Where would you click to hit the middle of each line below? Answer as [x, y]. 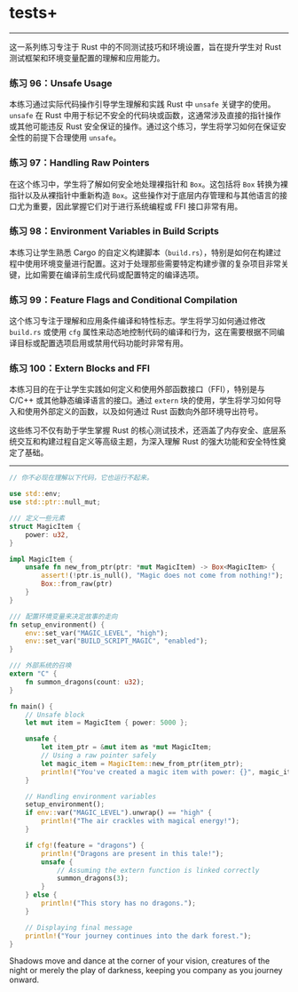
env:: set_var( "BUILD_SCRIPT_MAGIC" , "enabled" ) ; [117, 641]
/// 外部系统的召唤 [40, 666]
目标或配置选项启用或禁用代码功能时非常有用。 [102, 343]
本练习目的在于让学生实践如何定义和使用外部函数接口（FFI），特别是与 [137, 389]
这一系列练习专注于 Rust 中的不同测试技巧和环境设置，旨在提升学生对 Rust [145, 46]
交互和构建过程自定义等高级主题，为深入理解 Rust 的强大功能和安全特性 [148, 442]
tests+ [34, 13]
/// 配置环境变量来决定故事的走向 [63, 616]
